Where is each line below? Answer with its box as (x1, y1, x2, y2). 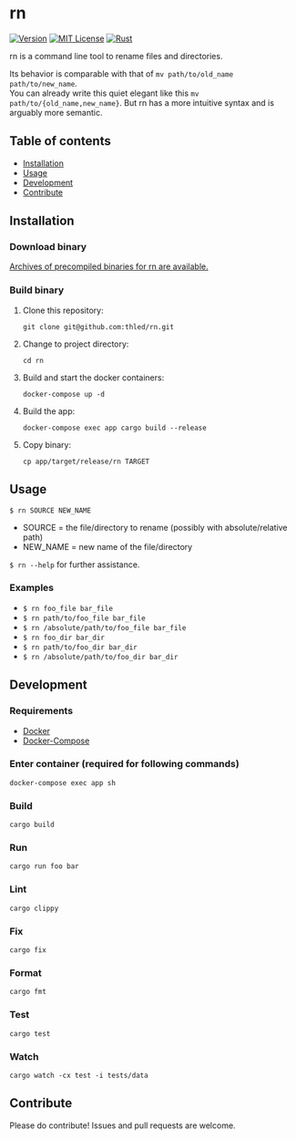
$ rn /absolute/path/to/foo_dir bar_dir (22, 652, 179, 661)
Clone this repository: (22, 305, 104, 316)
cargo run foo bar (9, 862, 79, 871)
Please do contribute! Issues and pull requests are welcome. (9, 1120, 236, 1131)
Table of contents (9, 133, 111, 149)
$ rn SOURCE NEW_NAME (9, 505, 92, 515)
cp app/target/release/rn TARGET (22, 457, 150, 466)
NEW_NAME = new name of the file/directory (22, 541, 193, 552)
